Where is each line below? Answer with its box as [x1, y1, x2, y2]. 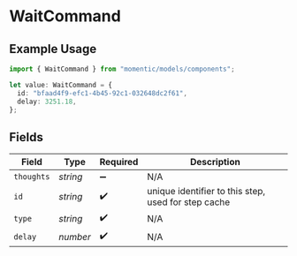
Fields [9, 130, 44, 145]
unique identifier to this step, [147, 185, 266, 198]
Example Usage [9, 41, 97, 56]
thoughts [13, 172, 50, 182]
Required [99, 156, 139, 169]
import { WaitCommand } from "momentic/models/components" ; [9, 64, 236, 73]
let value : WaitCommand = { [9, 80, 113, 89]
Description [189, 156, 240, 169]
